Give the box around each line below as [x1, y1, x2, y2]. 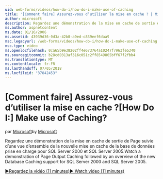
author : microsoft [5, 16, 42, 21]
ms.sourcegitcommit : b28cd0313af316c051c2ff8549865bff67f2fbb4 [5, 52, 136, 58]
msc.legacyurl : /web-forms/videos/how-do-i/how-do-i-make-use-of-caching [5, 39, 158, 44]
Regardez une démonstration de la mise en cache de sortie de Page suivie [5, 138, 154, 144]
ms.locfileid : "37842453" [5, 71, 57, 76]
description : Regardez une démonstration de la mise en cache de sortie [5, 20, 155, 26]
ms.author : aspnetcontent [5, 25, 57, 30]
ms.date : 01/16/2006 [5, 30, 47, 35]
